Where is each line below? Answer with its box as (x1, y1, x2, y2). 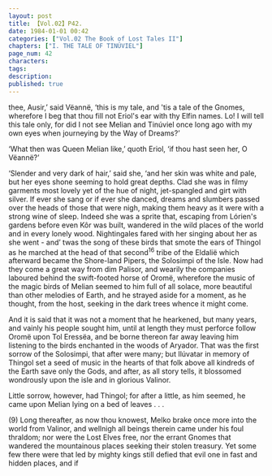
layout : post (8, 11, 53, 20)
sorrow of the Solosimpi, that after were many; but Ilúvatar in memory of (8, 349, 250, 359)
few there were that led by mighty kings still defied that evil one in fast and (8, 450, 258, 460)
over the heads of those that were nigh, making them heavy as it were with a (8, 202, 265, 212)
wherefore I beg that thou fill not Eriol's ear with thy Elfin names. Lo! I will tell (8, 110, 264, 120)
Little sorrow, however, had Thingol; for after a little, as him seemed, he (8, 391, 246, 400)
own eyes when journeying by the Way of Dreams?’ (8, 128, 180, 138)
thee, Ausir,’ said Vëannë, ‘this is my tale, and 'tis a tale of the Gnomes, (8, 102, 245, 112)
